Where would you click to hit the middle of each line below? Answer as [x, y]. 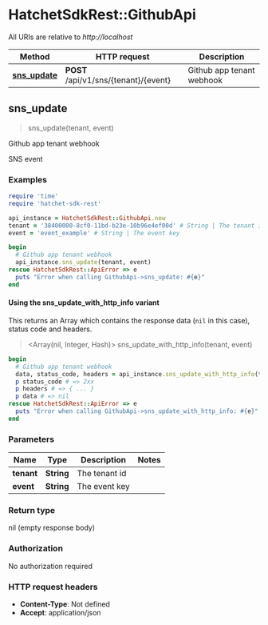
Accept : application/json [60, 612]
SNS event [26, 158]
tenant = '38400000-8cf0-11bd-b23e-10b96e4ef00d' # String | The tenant [132, 226]
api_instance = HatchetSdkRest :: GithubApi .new [87, 218]
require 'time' [33, 196]
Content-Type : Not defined [65, 604]
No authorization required [51, 566]
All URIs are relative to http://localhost [71, 37]
